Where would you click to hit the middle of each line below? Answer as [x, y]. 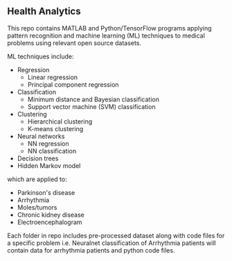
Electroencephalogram [50, 222]
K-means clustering [55, 128]
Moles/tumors [37, 207]
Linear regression [53, 77]
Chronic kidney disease [51, 214]
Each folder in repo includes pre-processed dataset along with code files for [116, 235]
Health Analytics [44, 11]
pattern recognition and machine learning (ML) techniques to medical [106, 35]
